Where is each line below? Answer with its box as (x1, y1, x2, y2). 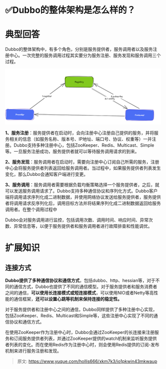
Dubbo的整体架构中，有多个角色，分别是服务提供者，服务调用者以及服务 (5, 46, 153, 52)
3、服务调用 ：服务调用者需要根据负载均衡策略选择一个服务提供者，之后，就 (5, 182, 160, 188)
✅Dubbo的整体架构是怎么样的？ (5, 4, 136, 16)
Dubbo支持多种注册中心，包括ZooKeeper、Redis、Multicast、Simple (13, 142, 155, 148)
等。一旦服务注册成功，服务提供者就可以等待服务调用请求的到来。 (5, 149, 139, 155)
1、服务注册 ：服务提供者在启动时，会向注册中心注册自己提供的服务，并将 (5, 130, 155, 136)
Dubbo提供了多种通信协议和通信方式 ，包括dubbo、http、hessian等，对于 (5, 278, 156, 284)
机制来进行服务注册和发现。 (5, 348, 62, 354)
